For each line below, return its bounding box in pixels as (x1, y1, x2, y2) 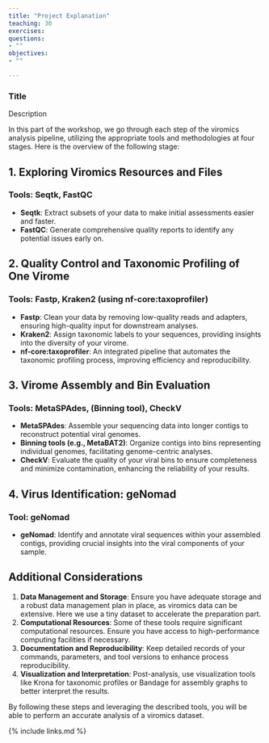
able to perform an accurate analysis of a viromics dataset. (8, 710, 204, 720)
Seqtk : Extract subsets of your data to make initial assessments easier (19, 208, 254, 217)
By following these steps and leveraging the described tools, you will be (8, 702, 248, 712)
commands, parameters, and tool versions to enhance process (19, 652, 229, 661)
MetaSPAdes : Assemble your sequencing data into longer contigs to (19, 421, 249, 430)
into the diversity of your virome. (19, 338, 129, 347)
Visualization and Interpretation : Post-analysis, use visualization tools (19, 669, 256, 678)
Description (8, 109, 47, 119)
